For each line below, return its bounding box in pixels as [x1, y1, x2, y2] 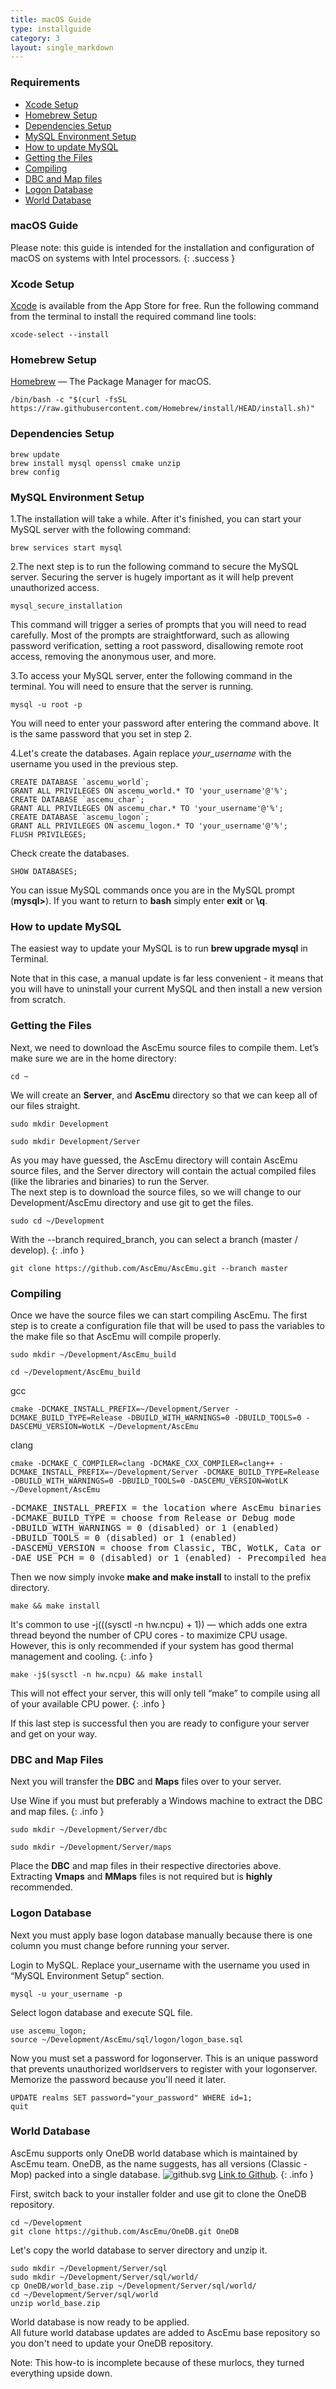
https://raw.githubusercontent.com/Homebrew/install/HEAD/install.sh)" [10, 404, 315, 414]
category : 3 [10, 33, 60, 43]
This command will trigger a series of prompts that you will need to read [10, 619, 307, 631]
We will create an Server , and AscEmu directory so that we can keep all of [10, 1089, 318, 1101]
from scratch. [10, 994, 67, 1006]
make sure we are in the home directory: [10, 1052, 177, 1064]
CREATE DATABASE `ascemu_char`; [10, 795, 145, 805]
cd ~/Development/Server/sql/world [10, 2289, 159, 2300]
